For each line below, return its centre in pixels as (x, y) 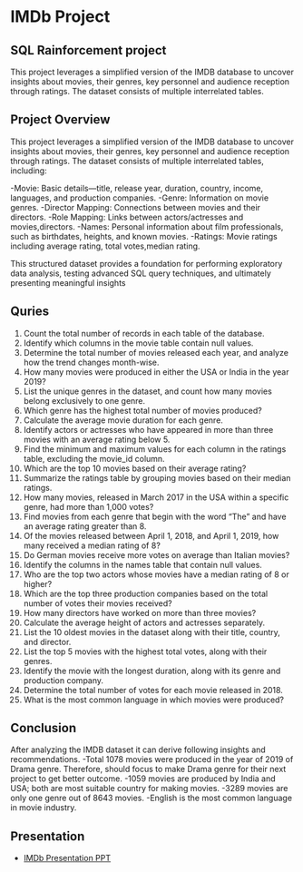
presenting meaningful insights (68, 282)
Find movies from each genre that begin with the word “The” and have (155, 516)
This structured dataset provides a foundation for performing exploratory (147, 263)
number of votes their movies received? (98, 603)
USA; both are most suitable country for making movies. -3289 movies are (149, 789)
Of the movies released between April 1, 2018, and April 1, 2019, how (151, 535)
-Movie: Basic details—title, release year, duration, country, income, (137, 188)
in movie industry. (44, 808)
